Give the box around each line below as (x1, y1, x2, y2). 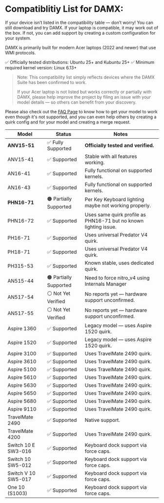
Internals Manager (84, 281, 127, 288)
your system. (5, 35, 32, 41)
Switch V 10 (7, 470, 36, 477)
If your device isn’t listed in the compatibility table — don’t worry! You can (5, 20, 154, 25)
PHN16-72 (7, 217, 34, 224)
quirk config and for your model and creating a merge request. (5, 119, 131, 125)
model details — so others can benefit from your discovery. (17, 99, 137, 105)
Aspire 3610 (7, 358, 37, 365)
